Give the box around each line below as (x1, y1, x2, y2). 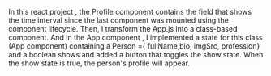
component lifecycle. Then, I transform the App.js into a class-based (8, 24, 238, 33)
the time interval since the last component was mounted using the (8, 15, 229, 25)
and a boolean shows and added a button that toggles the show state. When (8, 50, 264, 59)
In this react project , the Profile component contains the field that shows (8, 7, 252, 16)
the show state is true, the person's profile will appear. (8, 58, 191, 68)
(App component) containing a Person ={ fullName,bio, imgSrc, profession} (8, 41, 260, 51)
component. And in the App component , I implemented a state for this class (8, 32, 263, 42)
